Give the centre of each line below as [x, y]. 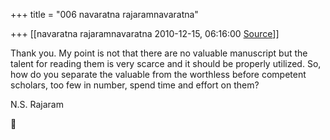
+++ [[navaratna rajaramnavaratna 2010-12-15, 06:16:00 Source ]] [145, 33]
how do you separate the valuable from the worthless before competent [158, 74]
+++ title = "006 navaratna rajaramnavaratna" [104, 14]
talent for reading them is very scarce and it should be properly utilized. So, [166, 63]
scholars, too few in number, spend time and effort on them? [135, 85]
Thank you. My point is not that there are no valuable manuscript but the [159, 53]
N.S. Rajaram [37, 104]
